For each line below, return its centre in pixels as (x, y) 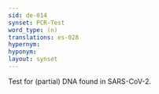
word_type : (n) (33, 30)
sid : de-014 (28, 15)
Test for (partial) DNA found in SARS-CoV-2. (80, 81)
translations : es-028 (44, 37)
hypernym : (24, 45)
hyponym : (22, 52)
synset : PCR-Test (37, 23)
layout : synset (33, 60)
